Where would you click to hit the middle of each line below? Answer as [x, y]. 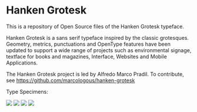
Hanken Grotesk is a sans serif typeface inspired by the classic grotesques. [98, 38]
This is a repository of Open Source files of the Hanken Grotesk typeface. [95, 26]
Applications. [22, 63]
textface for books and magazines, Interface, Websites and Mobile [87, 56]
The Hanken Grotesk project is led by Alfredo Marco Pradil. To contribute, [95, 74]
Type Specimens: [27, 91]
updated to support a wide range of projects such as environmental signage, [99, 50]
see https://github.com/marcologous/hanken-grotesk [71, 80]
